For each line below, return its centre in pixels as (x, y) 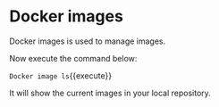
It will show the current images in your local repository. (110, 93)
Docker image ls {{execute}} (61, 75)
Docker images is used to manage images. (88, 41)
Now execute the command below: (73, 58)
